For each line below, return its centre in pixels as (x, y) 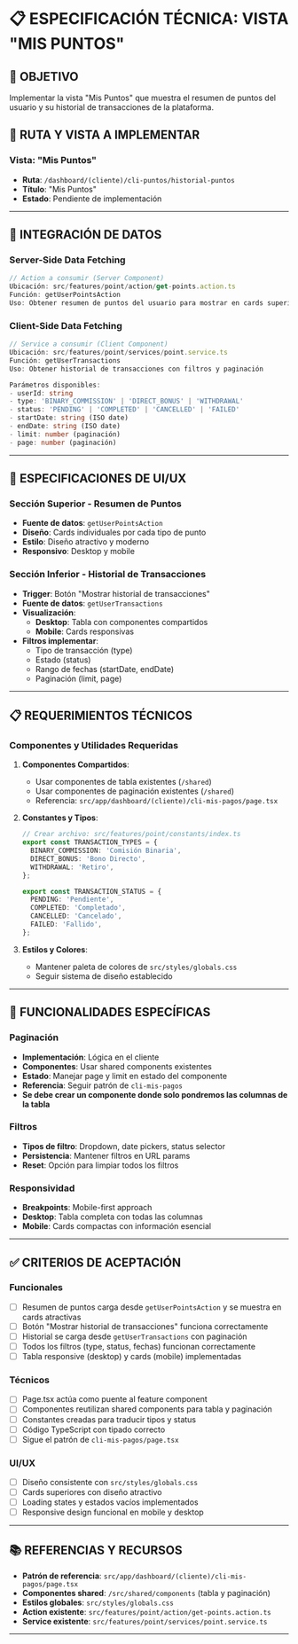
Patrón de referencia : (62, 1576)
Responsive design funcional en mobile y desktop (113, 1512)
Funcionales (36, 1288)
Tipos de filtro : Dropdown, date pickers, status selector (124, 1146)
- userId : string (41, 393)
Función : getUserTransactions (65, 360)
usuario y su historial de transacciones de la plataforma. (112, 107)
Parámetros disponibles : (55, 385)
